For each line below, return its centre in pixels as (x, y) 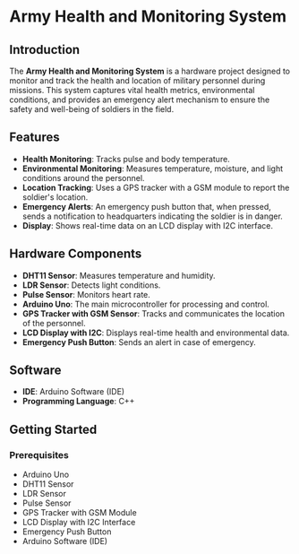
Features (34, 138)
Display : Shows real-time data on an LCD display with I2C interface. (148, 225)
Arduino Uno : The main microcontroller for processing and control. (146, 304)
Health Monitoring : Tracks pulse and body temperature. (126, 159)
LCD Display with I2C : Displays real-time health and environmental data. (156, 333)
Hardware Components (76, 254)
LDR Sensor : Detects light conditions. (91, 285)
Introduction (45, 50)
